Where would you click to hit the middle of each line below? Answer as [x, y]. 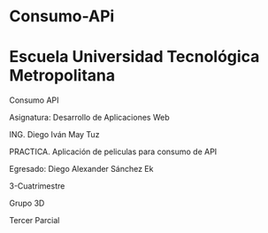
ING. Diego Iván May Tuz [54, 135]
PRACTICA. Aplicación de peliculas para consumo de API [113, 151]
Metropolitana [62, 76]
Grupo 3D [27, 203]
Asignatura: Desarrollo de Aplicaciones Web [89, 118]
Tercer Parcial [34, 221]
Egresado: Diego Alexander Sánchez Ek [81, 169]
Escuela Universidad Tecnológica [134, 57]
